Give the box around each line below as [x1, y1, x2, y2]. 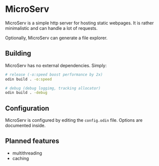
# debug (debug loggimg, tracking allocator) [5, 85, 101, 90]
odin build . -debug [5, 90, 48, 95]
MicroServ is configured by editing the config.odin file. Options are [5, 117, 143, 123]
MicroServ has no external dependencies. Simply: [5, 62, 107, 68]
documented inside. [5, 123, 46, 129]
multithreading [12, 150, 42, 156]
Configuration [5, 104, 50, 112]
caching [12, 155, 29, 161]
